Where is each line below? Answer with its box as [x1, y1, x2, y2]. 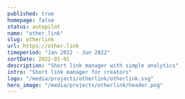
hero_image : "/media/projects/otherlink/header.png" [7, 82, 163, 89]
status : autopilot [7, 23, 61, 30]
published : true [7, 10, 54, 17]
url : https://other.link [7, 43, 79, 49]
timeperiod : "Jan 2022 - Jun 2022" [7, 49, 111, 56]
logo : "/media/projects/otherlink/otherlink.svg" [7, 75, 154, 82]
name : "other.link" [7, 29, 64, 37]
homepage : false [7, 17, 54, 24]
